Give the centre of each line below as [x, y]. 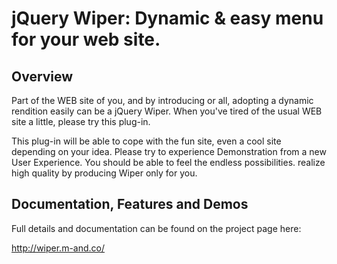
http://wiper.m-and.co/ [58, 248]
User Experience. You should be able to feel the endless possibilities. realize [168, 162]
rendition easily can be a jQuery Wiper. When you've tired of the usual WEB [167, 111]
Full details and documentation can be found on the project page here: [156, 228]
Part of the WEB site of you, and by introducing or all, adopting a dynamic [162, 100]
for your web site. [86, 39]
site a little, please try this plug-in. [81, 121]
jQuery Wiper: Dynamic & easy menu [167, 18]
